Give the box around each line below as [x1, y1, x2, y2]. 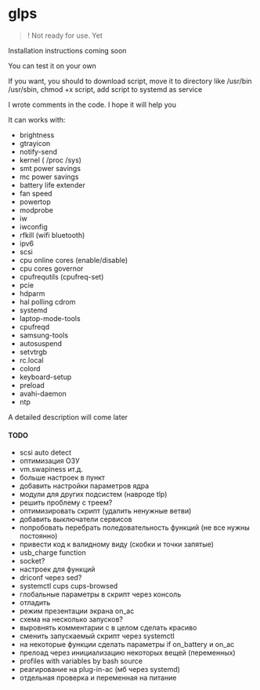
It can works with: [8, 115, 66, 124]
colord [19, 363, 41, 373]
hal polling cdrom [19, 297, 76, 306]
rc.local [19, 355, 45, 365]
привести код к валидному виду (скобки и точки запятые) [19, 539, 214, 549]
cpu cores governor [19, 264, 84, 273]
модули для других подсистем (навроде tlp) [19, 490, 168, 499]
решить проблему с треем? [19, 498, 113, 507]
